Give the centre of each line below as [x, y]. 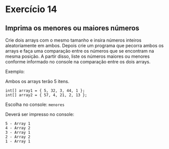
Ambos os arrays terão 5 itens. [37, 81]
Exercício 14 [31, 9]
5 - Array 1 [18, 124]
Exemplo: [15, 71]
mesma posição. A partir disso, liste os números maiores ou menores [77, 56]
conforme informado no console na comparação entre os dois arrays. [78, 62]
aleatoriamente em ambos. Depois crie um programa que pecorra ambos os [84, 46]
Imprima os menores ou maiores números [72, 28]
